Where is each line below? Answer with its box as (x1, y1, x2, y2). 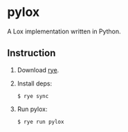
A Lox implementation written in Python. (7, 27, 121, 35)
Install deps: (17, 79, 53, 88)
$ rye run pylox (17, 118, 64, 125)
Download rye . (17, 65, 60, 74)
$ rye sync (17, 92, 49, 99)
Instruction (7, 47, 56, 59)
